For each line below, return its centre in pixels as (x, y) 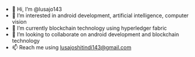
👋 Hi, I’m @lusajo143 (37, 9)
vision (19, 22)
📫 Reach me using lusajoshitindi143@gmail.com (72, 47)
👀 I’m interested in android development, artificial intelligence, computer (100, 15)
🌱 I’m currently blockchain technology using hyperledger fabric (89, 28)
